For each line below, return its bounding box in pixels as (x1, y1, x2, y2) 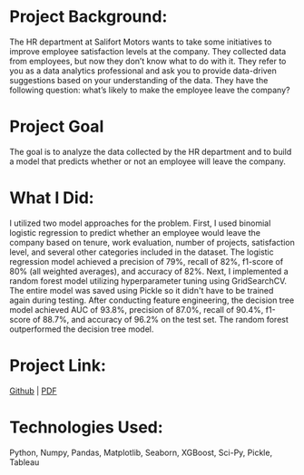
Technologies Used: (9, 417, 163, 437)
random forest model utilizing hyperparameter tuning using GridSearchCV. (9, 275, 288, 286)
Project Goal (9, 116, 104, 137)
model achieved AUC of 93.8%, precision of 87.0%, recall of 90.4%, (9, 304, 264, 315)
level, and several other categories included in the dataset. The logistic (9, 247, 274, 257)
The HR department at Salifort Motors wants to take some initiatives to (9, 36, 272, 47)
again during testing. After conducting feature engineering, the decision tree (9, 295, 295, 305)
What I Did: (9, 188, 94, 208)
